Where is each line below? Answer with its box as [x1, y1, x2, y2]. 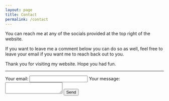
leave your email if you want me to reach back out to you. [5, 51, 124, 57]
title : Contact [5, 12, 37, 17]
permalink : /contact [5, 17, 49, 22]
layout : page [5, 7, 33, 13]
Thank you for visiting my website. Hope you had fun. [5, 61, 116, 67]
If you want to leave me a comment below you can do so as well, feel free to [5, 46, 163, 52]
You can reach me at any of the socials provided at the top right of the [5, 31, 150, 37]
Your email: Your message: [5, 76, 120, 82]
